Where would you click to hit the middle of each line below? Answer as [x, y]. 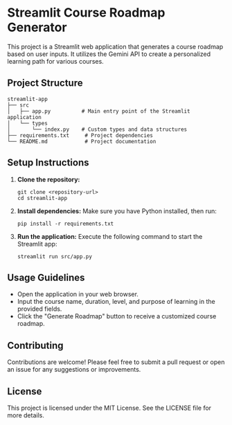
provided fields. [39, 309]
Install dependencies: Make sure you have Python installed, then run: [117, 211]
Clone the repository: [48, 179]
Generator [37, 27]
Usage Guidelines [46, 277]
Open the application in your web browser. [78, 294]
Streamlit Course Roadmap [86, 13]
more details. [26, 415]
